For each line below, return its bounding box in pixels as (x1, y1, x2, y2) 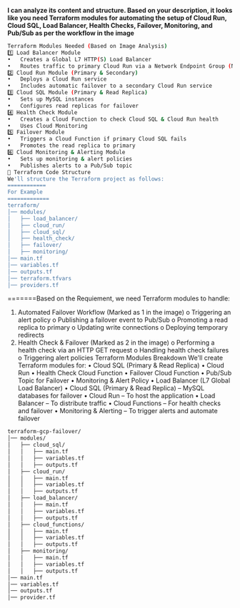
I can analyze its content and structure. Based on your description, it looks (7, 6, 233, 14)
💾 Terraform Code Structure (7, 168, 91, 176)
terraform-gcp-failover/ (7, 428, 81, 435)
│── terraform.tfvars (7, 275, 72, 282)
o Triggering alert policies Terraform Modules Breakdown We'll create (17, 353, 224, 363)
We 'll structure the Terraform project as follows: (7, 175, 164, 183)
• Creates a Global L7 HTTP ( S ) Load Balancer (7, 56, 152, 63)
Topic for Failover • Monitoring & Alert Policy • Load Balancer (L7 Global (17, 376, 231, 385)
